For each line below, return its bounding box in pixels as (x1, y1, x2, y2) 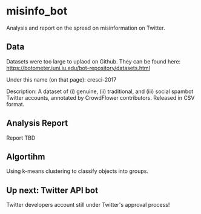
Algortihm (6, 151, 45, 161)
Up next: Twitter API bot (6, 185, 99, 195)
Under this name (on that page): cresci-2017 (6, 76, 117, 83)
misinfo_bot (6, 4, 68, 18)
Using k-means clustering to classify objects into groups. (6, 167, 148, 175)
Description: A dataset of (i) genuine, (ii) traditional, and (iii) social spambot (6, 88, 194, 95)
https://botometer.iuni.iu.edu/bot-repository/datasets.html (6, 64, 150, 71)
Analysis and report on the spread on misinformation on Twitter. (6, 24, 165, 31)
